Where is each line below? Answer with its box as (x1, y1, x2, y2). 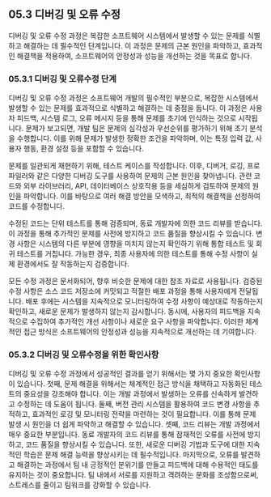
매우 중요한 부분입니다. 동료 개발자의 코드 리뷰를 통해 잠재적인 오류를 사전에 (8, 430, 246, 440)
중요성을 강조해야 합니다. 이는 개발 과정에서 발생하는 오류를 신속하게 (23, 389, 237, 399)
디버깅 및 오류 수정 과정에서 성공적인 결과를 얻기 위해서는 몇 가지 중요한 (8, 369, 233, 379)
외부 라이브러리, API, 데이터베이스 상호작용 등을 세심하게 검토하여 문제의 (23, 181, 251, 191)
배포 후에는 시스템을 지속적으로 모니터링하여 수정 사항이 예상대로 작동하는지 (25, 296, 264, 306)
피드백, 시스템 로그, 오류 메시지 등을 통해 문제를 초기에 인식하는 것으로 (16, 113, 237, 123)
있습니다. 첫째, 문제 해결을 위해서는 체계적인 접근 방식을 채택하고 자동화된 (16, 379, 248, 389)
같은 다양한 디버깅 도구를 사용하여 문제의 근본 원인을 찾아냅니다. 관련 (36, 171, 252, 181)
